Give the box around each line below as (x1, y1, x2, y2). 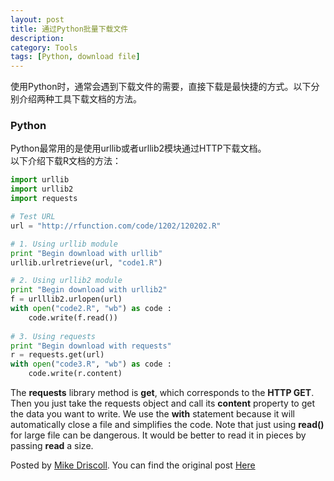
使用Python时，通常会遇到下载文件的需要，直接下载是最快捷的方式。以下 (10, 81, 312, 93)
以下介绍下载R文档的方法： (10, 155, 122, 167)
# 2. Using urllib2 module (10, 276, 123, 286)
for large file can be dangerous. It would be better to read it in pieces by (10, 429, 307, 441)
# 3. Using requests (10, 331, 97, 341)
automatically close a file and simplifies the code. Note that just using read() (10, 419, 325, 431)
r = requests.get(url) (10, 350, 105, 360)
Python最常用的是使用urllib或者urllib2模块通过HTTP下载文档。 (10, 142, 267, 155)
